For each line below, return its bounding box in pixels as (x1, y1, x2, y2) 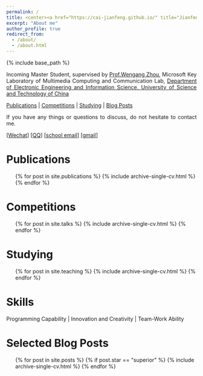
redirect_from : (6, 31, 45, 37)
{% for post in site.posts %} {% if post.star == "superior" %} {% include (14, 356, 195, 363)
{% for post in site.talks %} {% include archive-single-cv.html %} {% (14, 220, 186, 227)
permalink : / (6, 8, 39, 15)
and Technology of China (6, 90, 69, 97)
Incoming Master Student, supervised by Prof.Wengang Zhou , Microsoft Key (6, 71, 197, 78)
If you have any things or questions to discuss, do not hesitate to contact (6, 113, 197, 121)
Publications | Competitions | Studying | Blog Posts (6, 101, 133, 109)
